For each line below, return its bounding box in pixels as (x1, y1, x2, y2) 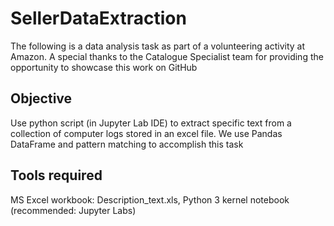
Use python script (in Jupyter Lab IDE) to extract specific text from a (10, 117, 292, 129)
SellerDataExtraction (10, 7, 187, 30)
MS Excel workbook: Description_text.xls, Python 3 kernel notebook (10, 193, 290, 206)
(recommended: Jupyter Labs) (10, 204, 137, 216)
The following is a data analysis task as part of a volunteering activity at (10, 40, 306, 52)
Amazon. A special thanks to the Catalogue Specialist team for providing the (10, 50, 324, 62)
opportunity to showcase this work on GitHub (10, 61, 198, 73)
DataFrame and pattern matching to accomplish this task (10, 138, 244, 150)
